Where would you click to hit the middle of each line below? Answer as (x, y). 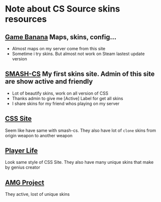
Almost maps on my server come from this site (59, 49)
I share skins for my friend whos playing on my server (66, 103)
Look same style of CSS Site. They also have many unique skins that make (79, 162)
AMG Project (25, 182)
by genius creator (23, 167)
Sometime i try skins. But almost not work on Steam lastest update (78, 54)
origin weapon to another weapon (39, 135)
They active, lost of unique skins (37, 194)
